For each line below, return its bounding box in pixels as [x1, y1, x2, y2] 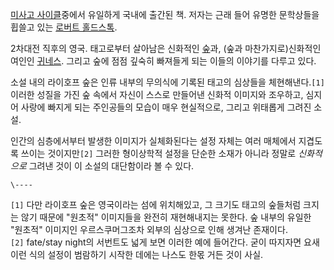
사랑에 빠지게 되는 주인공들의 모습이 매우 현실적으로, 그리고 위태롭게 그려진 [20, 101, 312, 113]
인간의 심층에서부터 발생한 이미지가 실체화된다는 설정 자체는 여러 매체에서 [10, 135, 297, 147]
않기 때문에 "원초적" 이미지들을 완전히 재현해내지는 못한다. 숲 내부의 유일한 [20, 211, 312, 223]
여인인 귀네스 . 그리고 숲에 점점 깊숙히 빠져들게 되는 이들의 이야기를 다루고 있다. [10, 55, 317, 67]
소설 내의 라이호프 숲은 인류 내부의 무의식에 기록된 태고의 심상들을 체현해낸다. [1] [10, 76, 325, 88]
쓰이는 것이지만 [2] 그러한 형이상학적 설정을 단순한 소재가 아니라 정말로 [20, 148, 297, 159]
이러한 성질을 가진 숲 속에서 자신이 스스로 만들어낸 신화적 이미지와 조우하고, [10, 89, 304, 100]
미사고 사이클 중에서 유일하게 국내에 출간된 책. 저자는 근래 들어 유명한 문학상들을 [10, 9, 320, 20]
